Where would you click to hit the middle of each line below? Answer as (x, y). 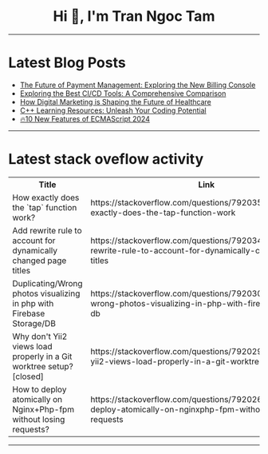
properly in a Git (42, 356)
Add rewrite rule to (47, 230)
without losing (39, 419)
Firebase (29, 313)
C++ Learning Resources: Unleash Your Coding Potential (113, 110)
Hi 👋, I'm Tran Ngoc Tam (134, 16)
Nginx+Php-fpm (43, 409)
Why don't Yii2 (40, 337)
